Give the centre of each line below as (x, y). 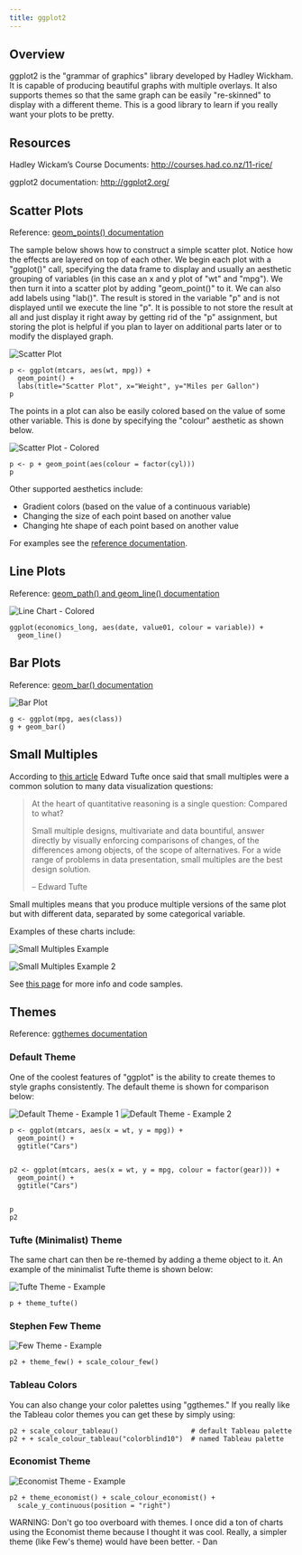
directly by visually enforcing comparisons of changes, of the (145, 840)
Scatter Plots (46, 210)
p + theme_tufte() (44, 1303)
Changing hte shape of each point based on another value (130, 526)
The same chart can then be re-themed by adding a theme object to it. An (146, 1259)
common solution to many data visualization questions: (111, 786)
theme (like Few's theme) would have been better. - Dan (114, 1541)
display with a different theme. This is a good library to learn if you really (144, 105)
